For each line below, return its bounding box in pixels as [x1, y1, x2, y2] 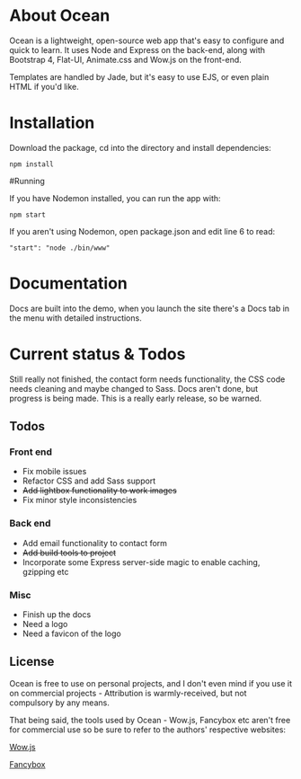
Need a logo [22, 619, 68, 630]
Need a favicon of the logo [22, 628, 121, 639]
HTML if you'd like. [9, 81, 79, 92]
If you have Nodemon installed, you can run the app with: [9, 192, 222, 203]
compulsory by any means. [9, 697, 110, 708]
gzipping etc [22, 566, 69, 577]
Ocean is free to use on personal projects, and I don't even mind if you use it [9, 677, 293, 688]
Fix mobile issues [22, 466, 87, 477]
